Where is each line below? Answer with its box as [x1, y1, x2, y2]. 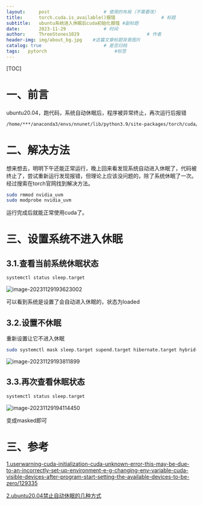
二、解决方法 [6, 143, 71, 157]
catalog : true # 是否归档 [6, 43, 127, 49]
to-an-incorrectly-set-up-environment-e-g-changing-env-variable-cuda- [6, 467, 188, 474]
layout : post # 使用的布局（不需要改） [6, 8, 159, 15]
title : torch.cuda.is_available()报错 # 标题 [6, 15, 176, 21]
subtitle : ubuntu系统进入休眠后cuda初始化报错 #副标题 [6, 20, 139, 26]
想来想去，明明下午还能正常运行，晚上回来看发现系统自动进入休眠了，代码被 [6, 165, 197, 172]
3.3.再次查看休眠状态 [6, 377, 85, 387]
